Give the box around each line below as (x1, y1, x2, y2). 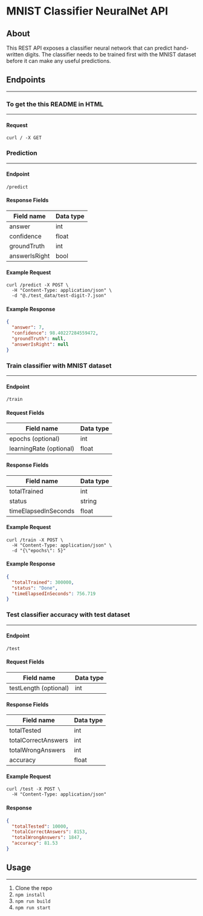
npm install (14, 892, 45, 898)
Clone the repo (14, 884, 53, 891)
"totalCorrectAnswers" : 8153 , (11, 829, 88, 835)
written (6, 51, 24, 58)
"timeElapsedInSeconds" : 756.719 (11, 590, 96, 597)
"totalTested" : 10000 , (11, 823, 69, 829)
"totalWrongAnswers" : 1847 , (11, 834, 83, 841)
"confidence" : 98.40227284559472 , (11, 330, 98, 337)
